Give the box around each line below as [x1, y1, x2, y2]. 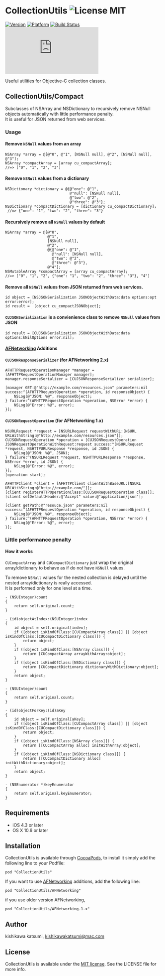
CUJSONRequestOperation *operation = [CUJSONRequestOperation [5, 437, 137, 442]
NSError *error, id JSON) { [5, 459, 64, 464]
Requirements [5, 809, 50, 817]
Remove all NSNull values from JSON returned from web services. [5, 284, 143, 290]
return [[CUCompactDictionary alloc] [23, 756, 101, 761]
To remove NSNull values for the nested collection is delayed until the [5, 574, 147, 580]
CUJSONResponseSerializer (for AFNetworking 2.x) [5, 357, 109, 363]
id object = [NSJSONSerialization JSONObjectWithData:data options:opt [5, 295, 157, 300]
